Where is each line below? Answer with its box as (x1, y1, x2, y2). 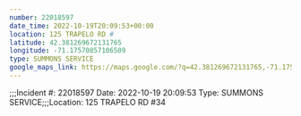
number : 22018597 (9, 12, 74, 22)
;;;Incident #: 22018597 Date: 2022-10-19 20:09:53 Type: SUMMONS (9, 87, 264, 98)
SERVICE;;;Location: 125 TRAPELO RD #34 (9, 96, 167, 107)
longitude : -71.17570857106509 (9, 46, 126, 55)
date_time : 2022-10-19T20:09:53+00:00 (9, 21, 154, 30)
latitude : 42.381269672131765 (9, 37, 123, 47)
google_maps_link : (9, 63, 78, 72)
